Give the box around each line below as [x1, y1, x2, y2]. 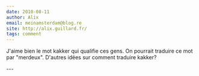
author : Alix [6, 14, 39, 20]
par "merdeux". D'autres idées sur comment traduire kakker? [6, 54, 157, 61]
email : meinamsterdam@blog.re [6, 20, 82, 26]
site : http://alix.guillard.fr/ [6, 25, 87, 32]
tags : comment [6, 31, 42, 37]
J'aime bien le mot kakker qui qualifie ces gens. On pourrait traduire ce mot [6, 47, 194, 54]
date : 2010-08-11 [6, 8, 50, 15]
